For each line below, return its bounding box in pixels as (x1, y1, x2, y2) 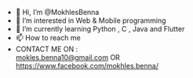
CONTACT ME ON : (15, 44, 78, 54)
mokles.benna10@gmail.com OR (15, 53, 120, 62)
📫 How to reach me (15, 33, 81, 43)
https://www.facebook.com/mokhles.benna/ (15, 61, 159, 70)
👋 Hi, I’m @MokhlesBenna (15, 8, 100, 17)
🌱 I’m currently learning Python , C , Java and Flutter (15, 24, 185, 33)
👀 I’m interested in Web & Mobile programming (15, 16, 166, 25)
